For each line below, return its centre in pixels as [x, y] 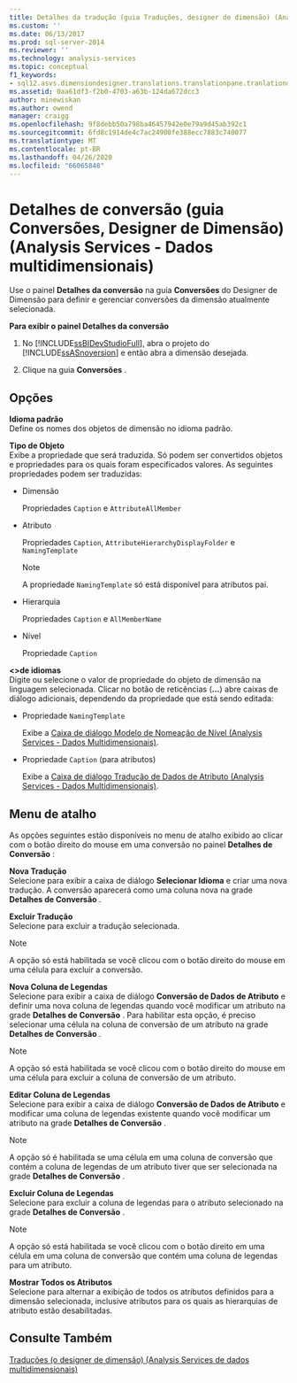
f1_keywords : [33, 75]
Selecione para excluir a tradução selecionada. [95, 925]
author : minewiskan [45, 100]
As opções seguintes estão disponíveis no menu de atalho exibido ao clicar [146, 835]
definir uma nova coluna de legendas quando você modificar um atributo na [147, 1005]
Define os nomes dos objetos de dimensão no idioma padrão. [121, 429]
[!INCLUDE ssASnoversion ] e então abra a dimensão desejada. [135, 353]
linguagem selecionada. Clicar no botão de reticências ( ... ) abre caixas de [144, 689]
